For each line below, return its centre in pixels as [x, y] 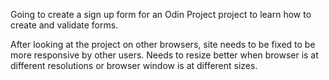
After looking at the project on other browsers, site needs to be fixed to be [163, 44]
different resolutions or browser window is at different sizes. [134, 65]
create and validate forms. [64, 25]
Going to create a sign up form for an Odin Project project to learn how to [161, 14]
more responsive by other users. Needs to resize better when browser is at [164, 55]
